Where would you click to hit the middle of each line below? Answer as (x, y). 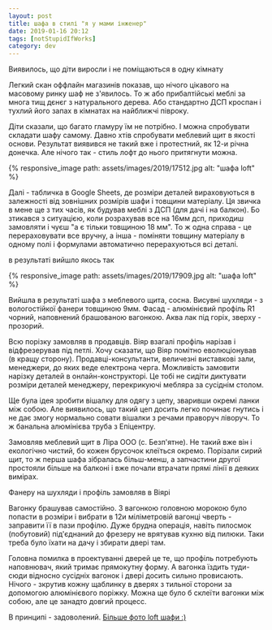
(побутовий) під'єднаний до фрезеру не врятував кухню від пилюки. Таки (136, 534)
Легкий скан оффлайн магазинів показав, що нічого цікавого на (119, 85)
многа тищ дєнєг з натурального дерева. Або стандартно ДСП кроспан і (135, 102)
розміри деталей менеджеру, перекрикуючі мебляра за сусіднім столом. (136, 385)
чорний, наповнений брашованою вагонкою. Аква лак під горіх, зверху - (135, 317)
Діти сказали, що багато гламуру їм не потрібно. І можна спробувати (129, 127)
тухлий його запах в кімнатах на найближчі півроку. (99, 111)
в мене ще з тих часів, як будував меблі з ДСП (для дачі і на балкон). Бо (134, 210)
